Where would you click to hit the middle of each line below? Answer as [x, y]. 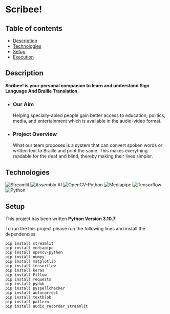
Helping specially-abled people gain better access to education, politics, [89, 115]
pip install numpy [25, 257]
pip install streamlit [29, 244]
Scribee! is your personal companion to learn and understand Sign [77, 85]
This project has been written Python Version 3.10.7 [61, 219]
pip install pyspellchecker [35, 288]
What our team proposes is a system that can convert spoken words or [88, 145]
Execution [23, 57]
